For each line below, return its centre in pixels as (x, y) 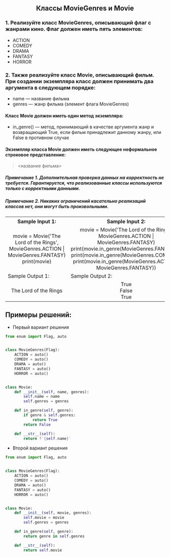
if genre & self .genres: (50, 415)
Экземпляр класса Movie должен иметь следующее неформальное (81, 149)
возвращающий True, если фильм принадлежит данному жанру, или (87, 132)
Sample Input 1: (37, 221)
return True (45, 420)
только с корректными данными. (43, 188)
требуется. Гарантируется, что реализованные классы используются (84, 183)
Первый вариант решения (41, 327)
